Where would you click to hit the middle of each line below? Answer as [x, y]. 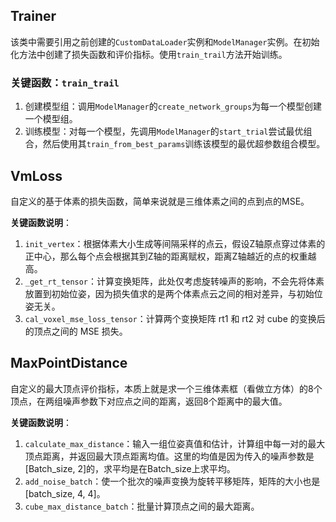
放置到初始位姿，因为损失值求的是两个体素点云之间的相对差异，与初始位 [173, 293]
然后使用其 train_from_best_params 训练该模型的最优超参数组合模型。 [184, 144]
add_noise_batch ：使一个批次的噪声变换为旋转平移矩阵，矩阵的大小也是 [172, 481]
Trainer [33, 16]
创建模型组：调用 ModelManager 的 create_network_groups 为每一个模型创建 [173, 106]
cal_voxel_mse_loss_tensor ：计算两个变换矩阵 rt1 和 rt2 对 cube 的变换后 [175, 318]
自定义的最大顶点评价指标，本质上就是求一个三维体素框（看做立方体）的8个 [166, 388]
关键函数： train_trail [65, 82]
